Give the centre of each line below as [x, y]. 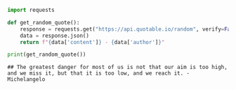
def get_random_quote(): [44, 22]
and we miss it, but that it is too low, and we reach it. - [99, 73]
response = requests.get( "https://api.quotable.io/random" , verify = [122, 29]
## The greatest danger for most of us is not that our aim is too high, [118, 67]
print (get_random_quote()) [47, 55]
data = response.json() [55, 36]
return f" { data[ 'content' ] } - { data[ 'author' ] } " [92, 42]
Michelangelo [26, 80]
